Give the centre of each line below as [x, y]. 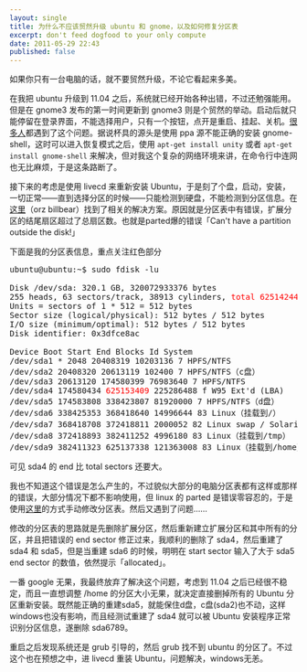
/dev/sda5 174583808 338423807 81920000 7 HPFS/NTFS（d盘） [144, 402]
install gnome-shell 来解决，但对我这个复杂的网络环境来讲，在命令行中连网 [153, 155]
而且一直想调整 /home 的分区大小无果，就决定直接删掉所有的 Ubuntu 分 [160, 593]
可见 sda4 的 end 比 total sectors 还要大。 [88, 466]
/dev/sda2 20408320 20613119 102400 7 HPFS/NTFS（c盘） [135, 372]
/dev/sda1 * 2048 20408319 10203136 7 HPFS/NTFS [120, 361]
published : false [42, 52]
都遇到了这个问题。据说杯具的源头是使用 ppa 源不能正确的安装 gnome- [159, 133]
